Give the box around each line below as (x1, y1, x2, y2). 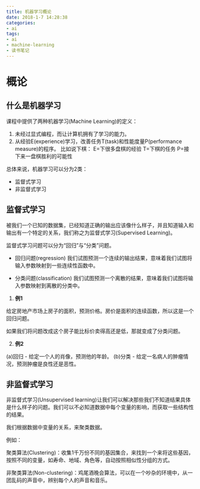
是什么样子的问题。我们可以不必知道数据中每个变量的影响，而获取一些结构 (6, 404, 189, 411)
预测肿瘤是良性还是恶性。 (16, 360, 79, 367)
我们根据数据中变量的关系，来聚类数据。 (6, 424, 105, 431)
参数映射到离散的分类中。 (20, 281, 83, 289)
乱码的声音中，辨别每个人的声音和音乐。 (11, 476, 111, 484)
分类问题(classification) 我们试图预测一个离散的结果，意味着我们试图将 (14, 274, 189, 281)
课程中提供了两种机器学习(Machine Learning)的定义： (6, 117, 138, 125)
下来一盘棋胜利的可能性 (14, 153, 73, 160)
